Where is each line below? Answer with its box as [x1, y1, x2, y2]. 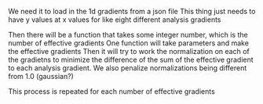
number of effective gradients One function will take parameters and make [8, 38, 250, 48]
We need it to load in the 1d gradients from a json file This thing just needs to [8, 7, 256, 16]
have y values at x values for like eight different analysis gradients [8, 15, 221, 24]
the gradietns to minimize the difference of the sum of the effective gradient [8, 55, 254, 64]
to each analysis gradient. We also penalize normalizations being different [8, 63, 247, 73]
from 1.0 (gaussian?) [8, 72, 75, 81]
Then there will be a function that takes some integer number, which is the [8, 30, 249, 39]
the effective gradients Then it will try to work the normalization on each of [8, 47, 250, 56]
